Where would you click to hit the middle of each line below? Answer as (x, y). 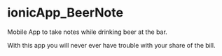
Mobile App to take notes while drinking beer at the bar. (88, 32)
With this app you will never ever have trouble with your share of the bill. (111, 45)
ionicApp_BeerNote (65, 13)
